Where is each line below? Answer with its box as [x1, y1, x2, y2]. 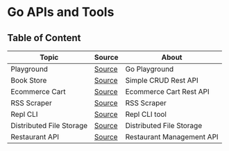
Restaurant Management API [125, 132, 219, 141]
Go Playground [125, 64, 174, 74]
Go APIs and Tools [7, 4, 114, 20]
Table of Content [7, 32, 81, 44]
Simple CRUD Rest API [125, 76, 199, 85]
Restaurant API [10, 132, 60, 141]
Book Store [10, 76, 47, 85]
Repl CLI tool [125, 109, 167, 119]
